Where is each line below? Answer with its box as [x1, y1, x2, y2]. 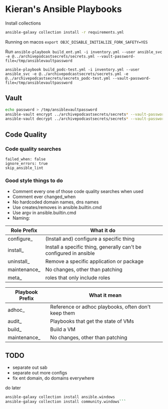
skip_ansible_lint [5, 165, 43, 170]
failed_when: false [5, 156, 46, 161]
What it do [89, 227, 116, 234]
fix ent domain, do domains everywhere [12, 375, 94, 381]
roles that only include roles [45, 274, 110, 281]
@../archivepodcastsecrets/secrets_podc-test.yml [5, 76, 111, 81]
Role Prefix [10, 227, 37, 234]
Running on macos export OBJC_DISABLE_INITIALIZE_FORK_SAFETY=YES [5, 39, 148, 45]
